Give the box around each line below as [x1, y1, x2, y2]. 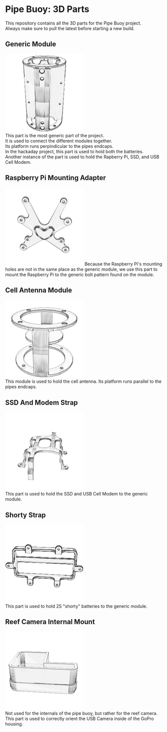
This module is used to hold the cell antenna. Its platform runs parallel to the [5, 378, 161, 384]
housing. [5, 720, 23, 727]
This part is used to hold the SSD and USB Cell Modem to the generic [5, 491, 148, 497]
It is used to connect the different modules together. [5, 138, 112, 144]
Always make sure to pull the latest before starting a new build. [5, 25, 135, 31]
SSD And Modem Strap [5, 398, 78, 407]
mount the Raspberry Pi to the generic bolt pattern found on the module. [5, 272, 154, 278]
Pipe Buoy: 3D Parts [5, 4, 89, 15]
